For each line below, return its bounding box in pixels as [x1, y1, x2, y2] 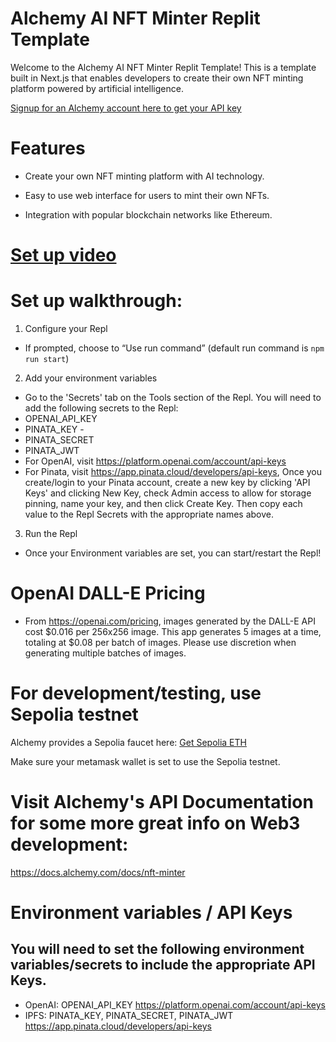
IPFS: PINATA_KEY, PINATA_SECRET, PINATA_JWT [24, 1009, 234, 1021]
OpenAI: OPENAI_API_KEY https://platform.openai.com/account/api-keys [24, 998, 326, 1011]
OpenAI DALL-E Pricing [10, 582, 206, 605]
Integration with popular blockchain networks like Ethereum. [24, 208, 273, 221]
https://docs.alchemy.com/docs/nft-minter [10, 866, 186, 878]
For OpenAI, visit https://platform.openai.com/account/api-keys [24, 455, 287, 467]
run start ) [24, 353, 70, 364]
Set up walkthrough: [10, 290, 183, 312]
